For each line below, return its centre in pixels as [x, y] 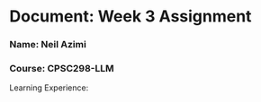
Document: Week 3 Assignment [130, 17]
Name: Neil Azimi [48, 45]
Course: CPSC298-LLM [62, 69]
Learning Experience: [49, 88]
